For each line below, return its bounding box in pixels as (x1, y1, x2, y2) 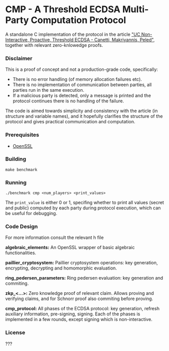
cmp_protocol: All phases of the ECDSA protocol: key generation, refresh (5, 306, 160, 312)
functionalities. (5, 250, 37, 256)
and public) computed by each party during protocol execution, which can (5, 205, 161, 211)
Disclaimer (5, 55, 33, 62)
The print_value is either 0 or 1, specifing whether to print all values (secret (5, 200, 164, 206)
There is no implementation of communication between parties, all (12, 82, 152, 88)
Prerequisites (5, 131, 39, 139)
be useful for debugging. (5, 210, 58, 217)
